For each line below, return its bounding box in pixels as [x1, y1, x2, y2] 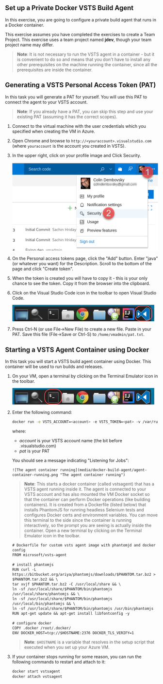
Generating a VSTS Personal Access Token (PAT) [5, 81, 156, 89]
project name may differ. [5, 41, 54, 48]
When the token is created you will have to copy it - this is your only [12, 275, 148, 281]
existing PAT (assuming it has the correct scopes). [16, 114, 117, 119]
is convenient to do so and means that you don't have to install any [16, 56, 151, 62]
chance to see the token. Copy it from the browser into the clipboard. [12, 280, 150, 287]
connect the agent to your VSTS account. [5, 99, 88, 105]
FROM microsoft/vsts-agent [12, 553, 67, 558]
